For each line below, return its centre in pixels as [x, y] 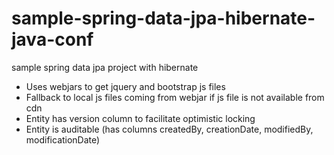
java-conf [52, 39]
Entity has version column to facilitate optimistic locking [140, 118]
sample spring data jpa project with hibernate [105, 67]
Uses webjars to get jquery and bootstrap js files [125, 86]
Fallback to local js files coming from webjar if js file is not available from [175, 97]
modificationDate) [63, 139]
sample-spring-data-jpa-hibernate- [163, 18]
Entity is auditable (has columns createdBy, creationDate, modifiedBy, [169, 129]
